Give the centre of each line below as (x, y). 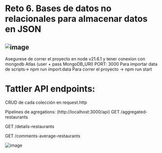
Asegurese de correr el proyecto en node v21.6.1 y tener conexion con (75, 59)
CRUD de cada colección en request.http (46, 102)
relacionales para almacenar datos (76, 19)
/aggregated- (134, 112)
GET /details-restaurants (30, 126)
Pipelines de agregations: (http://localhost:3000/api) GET (63, 112)
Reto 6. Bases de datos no (58, 9)
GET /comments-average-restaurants (43, 136)
